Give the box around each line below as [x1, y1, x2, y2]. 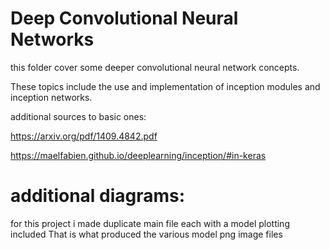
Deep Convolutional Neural [10, 7, 239, 30]
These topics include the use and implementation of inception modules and [10, 80, 321, 92]
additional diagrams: [10, 185, 186, 207]
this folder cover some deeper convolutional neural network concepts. [10, 61, 300, 73]
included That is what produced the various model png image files [10, 228, 283, 240]
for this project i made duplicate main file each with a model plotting [10, 217, 290, 229]
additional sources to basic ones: [10, 110, 147, 122]
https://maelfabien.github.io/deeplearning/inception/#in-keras [10, 149, 267, 161]
